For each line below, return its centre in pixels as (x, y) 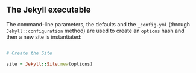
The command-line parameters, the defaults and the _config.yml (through (98, 24)
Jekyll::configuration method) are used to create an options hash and (96, 31)
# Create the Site (29, 53)
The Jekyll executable (49, 10)
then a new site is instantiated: (44, 37)
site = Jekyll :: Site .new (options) (50, 64)
